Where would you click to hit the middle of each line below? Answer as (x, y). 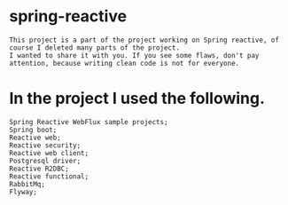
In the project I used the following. (137, 99)
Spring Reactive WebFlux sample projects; (89, 122)
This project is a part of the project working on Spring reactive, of (144, 40)
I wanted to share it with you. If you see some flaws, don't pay (134, 55)
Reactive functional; (49, 176)
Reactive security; (45, 145)
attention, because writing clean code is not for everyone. (125, 63)
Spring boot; (33, 130)
